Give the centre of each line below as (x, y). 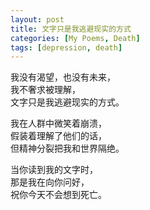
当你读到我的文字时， (54, 170)
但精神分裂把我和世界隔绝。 (67, 148)
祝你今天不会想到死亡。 (58, 195)
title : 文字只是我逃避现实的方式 (71, 29)
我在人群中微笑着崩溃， (58, 123)
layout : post (37, 19)
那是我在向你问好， (50, 182)
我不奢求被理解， (45, 90)
